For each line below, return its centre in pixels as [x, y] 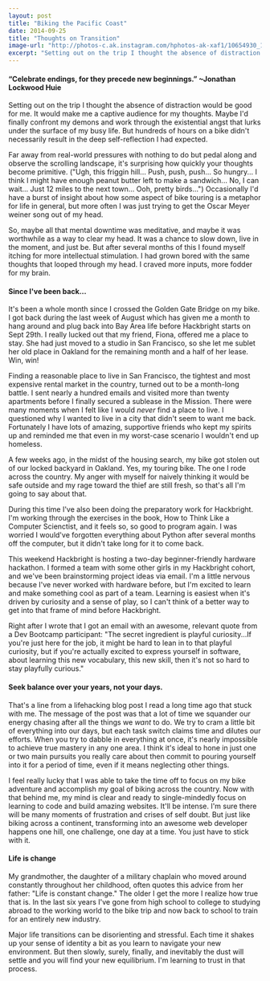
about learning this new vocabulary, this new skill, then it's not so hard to [129, 660]
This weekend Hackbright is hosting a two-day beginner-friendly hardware [132, 559]
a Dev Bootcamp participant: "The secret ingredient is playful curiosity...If [130, 635]
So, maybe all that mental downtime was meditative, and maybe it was [125, 231]
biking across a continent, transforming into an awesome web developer [128, 823]
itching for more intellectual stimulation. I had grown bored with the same [129, 256]
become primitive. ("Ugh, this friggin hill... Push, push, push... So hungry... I [133, 172]
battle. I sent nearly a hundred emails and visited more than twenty [119, 393]
